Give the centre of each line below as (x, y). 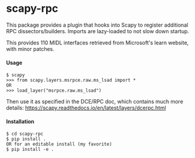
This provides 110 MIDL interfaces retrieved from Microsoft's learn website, (97, 43)
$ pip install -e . (30, 150)
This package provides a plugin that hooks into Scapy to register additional (97, 25)
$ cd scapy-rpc (25, 134)
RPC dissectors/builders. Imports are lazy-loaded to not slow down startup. (98, 31)
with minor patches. (30, 49)
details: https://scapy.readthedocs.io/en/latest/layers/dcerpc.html (86, 108)
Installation (20, 121)
